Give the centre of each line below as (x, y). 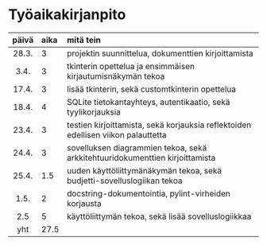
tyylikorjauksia (94, 111)
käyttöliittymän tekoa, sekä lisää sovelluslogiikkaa (159, 216)
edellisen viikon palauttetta (117, 134)
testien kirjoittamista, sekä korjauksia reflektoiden (159, 125)
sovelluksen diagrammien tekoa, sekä (137, 147)
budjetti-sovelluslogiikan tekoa (125, 181)
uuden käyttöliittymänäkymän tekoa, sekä (145, 170)
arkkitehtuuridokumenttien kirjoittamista (141, 157)
